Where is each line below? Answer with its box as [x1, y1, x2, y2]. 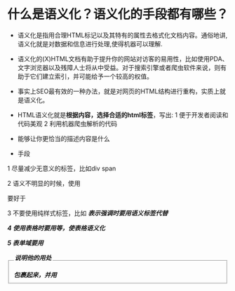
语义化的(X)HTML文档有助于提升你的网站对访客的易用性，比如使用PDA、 [17, 54, 229, 63]
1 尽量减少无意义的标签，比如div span [7, 164, 116, 172]
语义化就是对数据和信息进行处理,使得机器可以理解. [17, 39, 163, 48]
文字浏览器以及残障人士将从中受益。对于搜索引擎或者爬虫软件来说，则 [17, 63, 221, 72]
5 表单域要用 [7, 238, 44, 247]
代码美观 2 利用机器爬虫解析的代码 [17, 119, 118, 128]
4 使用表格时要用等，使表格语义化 [7, 224, 105, 232]
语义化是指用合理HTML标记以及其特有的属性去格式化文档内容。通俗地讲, [17, 31, 228, 39]
